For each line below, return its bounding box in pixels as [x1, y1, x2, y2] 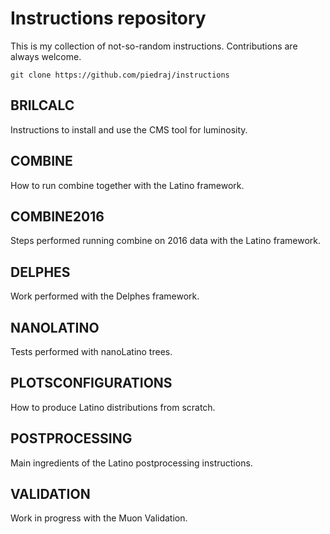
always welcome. [10, 50, 82, 62]
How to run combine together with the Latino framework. [10, 179, 245, 191]
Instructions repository [10, 7, 207, 30]
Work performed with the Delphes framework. [10, 290, 200, 302]
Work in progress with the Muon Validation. [10, 512, 188, 524]
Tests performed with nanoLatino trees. [10, 346, 173, 357]
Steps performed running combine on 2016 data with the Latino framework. [10, 235, 321, 247]
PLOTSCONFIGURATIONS [10, 375, 173, 392]
